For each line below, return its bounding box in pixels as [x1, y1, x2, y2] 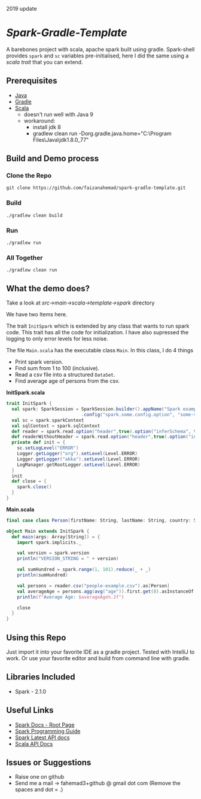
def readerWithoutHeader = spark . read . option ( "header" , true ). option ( [11, 434, 188, 440]
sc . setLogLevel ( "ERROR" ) [17, 445, 79, 451]
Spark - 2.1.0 [14, 688, 47, 695]
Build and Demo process [6, 154, 99, 164]
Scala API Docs [14, 740, 53, 747]
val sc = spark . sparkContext [11, 417, 84, 423]
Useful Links [6, 705, 54, 715]
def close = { [11, 478, 47, 484]
